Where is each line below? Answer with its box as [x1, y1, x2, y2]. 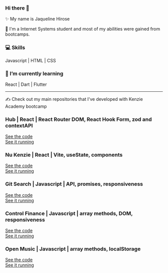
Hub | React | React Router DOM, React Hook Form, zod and [5, 115, 152, 122]
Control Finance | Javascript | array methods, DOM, [5, 210, 133, 217]
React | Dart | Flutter [5, 81, 47, 87]
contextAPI [5, 122, 33, 129]
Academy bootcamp [5, 103, 47, 109]
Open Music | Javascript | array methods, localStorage [5, 245, 141, 252]
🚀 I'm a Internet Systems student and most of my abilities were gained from [5, 26, 160, 32]
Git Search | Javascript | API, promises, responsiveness [5, 181, 143, 188]
